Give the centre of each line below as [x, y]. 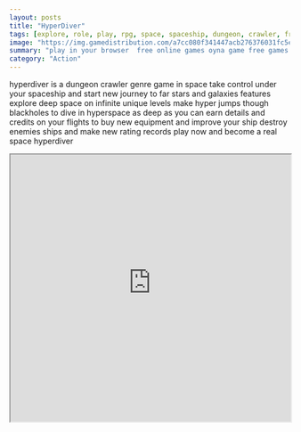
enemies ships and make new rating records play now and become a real [143, 131]
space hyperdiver [41, 141]
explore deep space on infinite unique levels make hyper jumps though [139, 103]
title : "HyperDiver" [48, 26]
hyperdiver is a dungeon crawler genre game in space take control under [143, 84]
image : [21, 42]
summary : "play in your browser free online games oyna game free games [149, 51]
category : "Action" [45, 59]
